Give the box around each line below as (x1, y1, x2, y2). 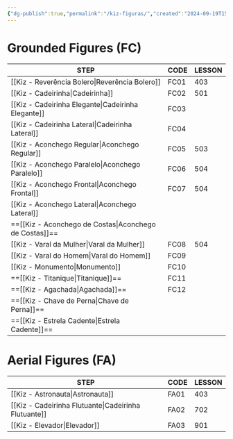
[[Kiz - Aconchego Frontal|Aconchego (10, 179, 137, 189)
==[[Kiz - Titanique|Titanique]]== (10, 273, 122, 283)
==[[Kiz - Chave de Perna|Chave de (10, 296, 130, 306)
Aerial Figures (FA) (7, 352, 116, 368)
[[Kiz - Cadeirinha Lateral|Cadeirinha (10, 119, 132, 129)
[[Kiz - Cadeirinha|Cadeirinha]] (10, 88, 114, 98)
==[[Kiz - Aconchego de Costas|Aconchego (10, 219, 156, 229)
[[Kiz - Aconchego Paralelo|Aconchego (10, 159, 141, 169)
